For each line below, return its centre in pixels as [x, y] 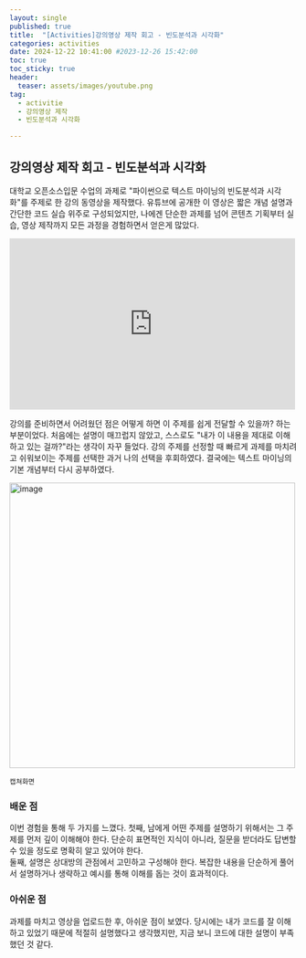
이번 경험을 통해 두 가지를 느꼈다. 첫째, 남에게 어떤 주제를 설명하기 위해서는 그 [147, 828]
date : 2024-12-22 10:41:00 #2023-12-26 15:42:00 [104, 52]
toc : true [28, 60]
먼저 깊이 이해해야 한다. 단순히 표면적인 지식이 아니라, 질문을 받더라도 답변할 [161, 839]
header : [24, 78]
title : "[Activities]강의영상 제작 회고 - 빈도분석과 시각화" [117, 35]
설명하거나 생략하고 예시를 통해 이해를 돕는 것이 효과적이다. [124, 874]
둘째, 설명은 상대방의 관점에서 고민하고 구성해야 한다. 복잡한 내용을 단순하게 [143, 862]
